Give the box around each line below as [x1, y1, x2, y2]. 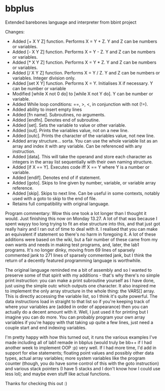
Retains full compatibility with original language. [12, 201, 110, 207]
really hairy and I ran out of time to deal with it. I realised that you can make [5, 226, 158, 232]
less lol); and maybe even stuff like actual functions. [5, 371, 111, 377]
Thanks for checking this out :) [5, 380, 67, 386]
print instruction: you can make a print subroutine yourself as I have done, [5, 277, 155, 284]
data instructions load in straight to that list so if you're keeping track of [5, 298, 150, 304]
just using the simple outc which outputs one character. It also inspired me [5, 283, 156, 288]
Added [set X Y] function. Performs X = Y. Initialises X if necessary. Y [12, 80, 153, 86]
